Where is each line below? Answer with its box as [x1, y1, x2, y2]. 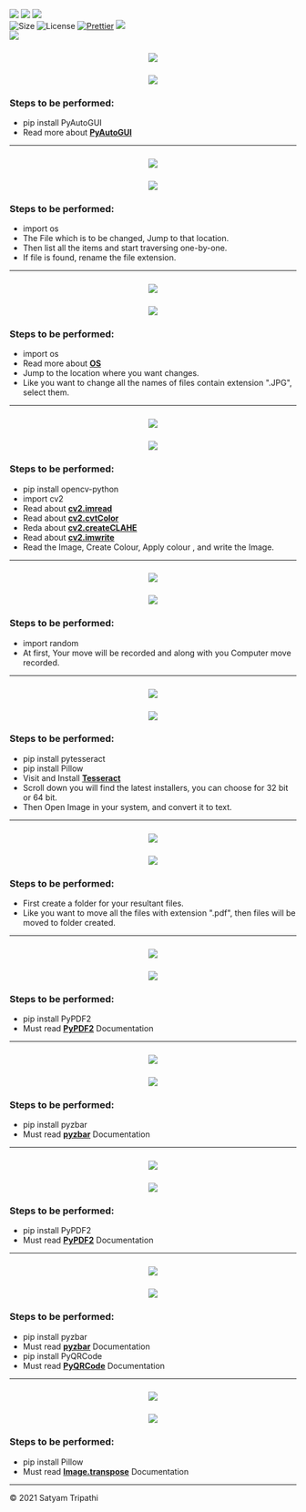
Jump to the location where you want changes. [22, 368, 199, 379]
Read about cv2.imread [22, 502, 113, 513]
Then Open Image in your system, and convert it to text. [22, 801, 232, 812]
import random [22, 637, 79, 648]
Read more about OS [22, 358, 102, 369]
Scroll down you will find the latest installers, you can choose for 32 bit [22, 782, 289, 793]
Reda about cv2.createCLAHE [22, 522, 138, 533]
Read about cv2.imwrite [22, 532, 116, 543]
